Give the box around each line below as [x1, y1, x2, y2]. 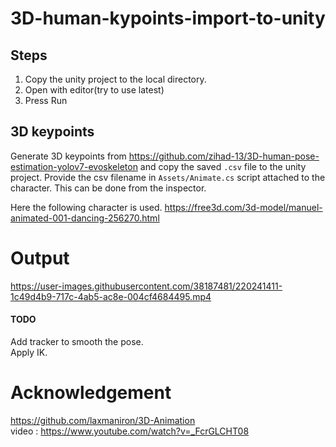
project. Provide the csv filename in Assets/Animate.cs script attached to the [10, 171, 326, 183]
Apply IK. [10, 346, 48, 358]
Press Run [24, 95, 68, 106]
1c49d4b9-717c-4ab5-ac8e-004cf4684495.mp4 [10, 290, 212, 302]
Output [10, 247, 70, 269]
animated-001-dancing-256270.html [10, 212, 160, 224]
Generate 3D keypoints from [10, 150, 127, 162]
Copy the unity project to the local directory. [24, 73, 207, 85]
